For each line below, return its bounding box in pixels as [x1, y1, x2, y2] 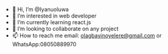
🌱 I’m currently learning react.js [12, 19, 92, 25]
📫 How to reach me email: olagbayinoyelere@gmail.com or [12, 32, 162, 39]
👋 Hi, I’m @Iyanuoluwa [12, 6, 69, 13]
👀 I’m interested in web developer [12, 12, 97, 19]
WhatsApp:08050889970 [12, 41, 76, 48]
